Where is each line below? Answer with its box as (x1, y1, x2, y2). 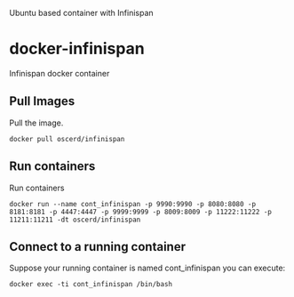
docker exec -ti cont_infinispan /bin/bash (9, 280, 173, 289)
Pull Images (9, 93, 75, 109)
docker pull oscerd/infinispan (9, 134, 125, 143)
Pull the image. (9, 117, 64, 128)
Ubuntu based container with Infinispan (9, 8, 154, 18)
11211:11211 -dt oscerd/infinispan (9, 215, 141, 224)
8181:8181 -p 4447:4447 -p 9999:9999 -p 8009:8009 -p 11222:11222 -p (9, 207, 273, 216)
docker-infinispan (9, 39, 145, 59)
